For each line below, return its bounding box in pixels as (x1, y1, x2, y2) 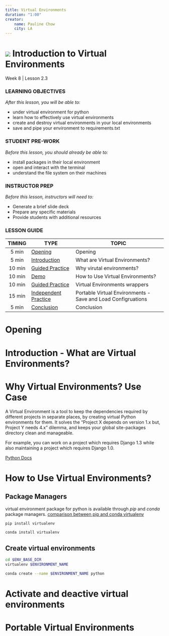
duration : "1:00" (5, 12, 42, 17)
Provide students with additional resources (12, 214, 102, 220)
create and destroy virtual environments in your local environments (12, 120, 152, 126)
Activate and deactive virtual (5, 588, 129, 599)
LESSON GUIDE (5, 226, 44, 234)
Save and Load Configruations (75, 296, 147, 303)
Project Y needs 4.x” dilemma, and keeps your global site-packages (5, 424, 146, 430)
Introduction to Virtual (12, 48, 107, 60)
